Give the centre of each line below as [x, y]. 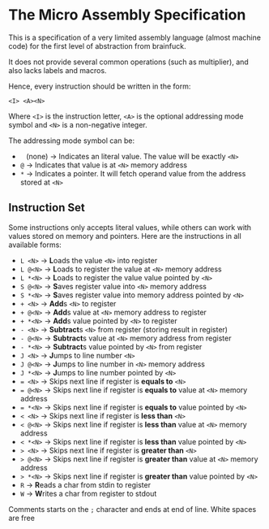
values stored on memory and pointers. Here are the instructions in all [125, 236]
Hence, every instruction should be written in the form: [100, 86]
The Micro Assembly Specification [127, 15]
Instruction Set [47, 208]
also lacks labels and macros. [58, 70]
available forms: [35, 245]
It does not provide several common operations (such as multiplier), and [128, 62]
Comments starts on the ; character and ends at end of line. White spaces [132, 509]
